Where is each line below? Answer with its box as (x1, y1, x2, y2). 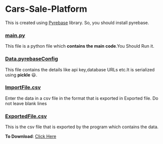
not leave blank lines (5, 100, 47, 106)
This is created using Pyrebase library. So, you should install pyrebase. (5, 20, 149, 26)
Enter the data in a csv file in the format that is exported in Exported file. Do (5, 95, 159, 101)
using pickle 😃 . (5, 72, 38, 78)
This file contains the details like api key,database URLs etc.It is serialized (5, 66, 155, 72)
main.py (5, 32, 26, 39)
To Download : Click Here (5, 134, 57, 140)
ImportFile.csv (5, 84, 41, 91)
